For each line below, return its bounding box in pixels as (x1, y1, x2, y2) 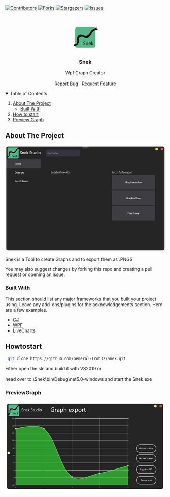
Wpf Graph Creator (65, 70, 106, 76)
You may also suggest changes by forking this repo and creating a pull (5, 266, 153, 272)
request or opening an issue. (5, 271, 65, 278)
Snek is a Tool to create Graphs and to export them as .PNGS (5, 256, 133, 262)
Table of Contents (10, 91, 47, 97)
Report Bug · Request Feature (54, 80, 116, 87)
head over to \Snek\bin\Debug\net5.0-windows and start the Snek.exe (5, 376, 152, 382)
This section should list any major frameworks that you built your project (5, 296, 156, 302)
